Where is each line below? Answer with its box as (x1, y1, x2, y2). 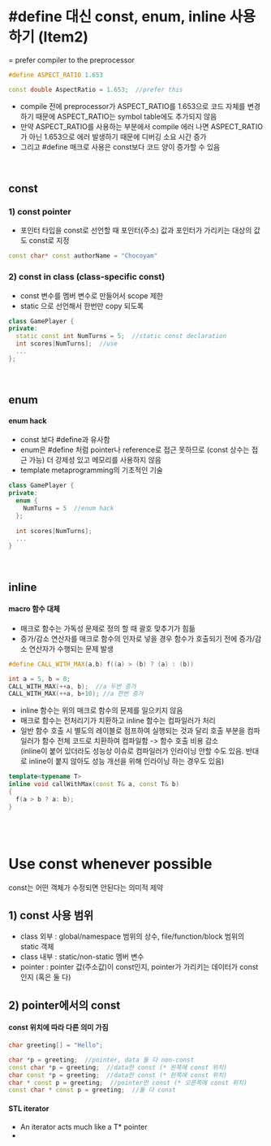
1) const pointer (8, 206, 71, 217)
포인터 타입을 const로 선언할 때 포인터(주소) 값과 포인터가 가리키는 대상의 (19, 225, 252, 236)
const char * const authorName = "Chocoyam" (8, 252, 158, 260)
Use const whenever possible (8, 854, 213, 873)
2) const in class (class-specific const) (8, 271, 166, 283)
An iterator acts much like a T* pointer (19, 1122, 148, 1131)
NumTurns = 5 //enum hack (23, 505, 114, 513)
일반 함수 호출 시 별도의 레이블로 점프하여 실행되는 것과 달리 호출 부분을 (19, 726, 246, 736)
